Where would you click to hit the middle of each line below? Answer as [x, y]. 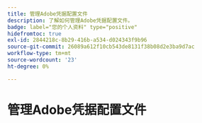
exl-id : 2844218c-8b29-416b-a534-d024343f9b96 [77, 40]
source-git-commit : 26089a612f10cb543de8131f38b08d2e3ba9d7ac [101, 47]
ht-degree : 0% [28, 66]
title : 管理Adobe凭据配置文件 [48, 14]
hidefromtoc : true [34, 34]
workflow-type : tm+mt [39, 54]
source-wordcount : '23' [43, 60]
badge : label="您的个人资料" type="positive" [73, 27]
